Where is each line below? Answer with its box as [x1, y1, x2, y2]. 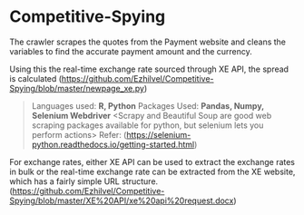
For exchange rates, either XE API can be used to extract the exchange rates [9, 156, 296, 167]
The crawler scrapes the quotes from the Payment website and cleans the [9, 36, 287, 47]
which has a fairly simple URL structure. [9, 175, 159, 187]
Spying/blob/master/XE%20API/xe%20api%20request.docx [9, 195, 234, 206]
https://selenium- [126, 129, 191, 140]
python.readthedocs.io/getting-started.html [31, 139, 195, 150]
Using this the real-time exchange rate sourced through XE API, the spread [9, 64, 289, 74]
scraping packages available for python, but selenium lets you [31, 120, 264, 131]
